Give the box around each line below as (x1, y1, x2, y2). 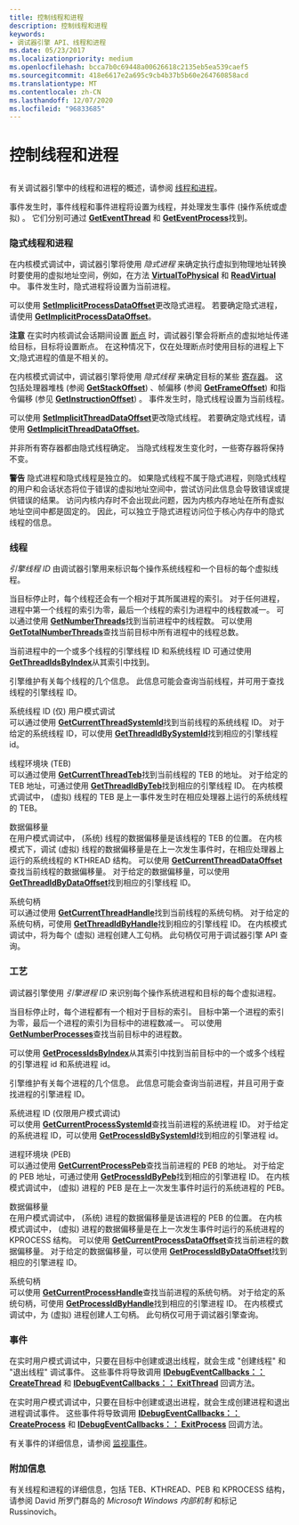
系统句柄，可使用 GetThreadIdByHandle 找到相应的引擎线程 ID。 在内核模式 (9, 918, 287, 929)
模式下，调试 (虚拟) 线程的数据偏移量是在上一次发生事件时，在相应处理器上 (9, 844, 285, 855)
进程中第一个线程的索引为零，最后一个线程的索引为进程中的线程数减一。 (9, 605, 274, 616)
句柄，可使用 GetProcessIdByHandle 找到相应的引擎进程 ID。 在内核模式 (16, 1298, 283, 1309)
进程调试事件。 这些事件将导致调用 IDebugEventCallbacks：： (9, 1408, 240, 1419)
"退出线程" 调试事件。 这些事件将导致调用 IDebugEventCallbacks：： (9, 1366, 265, 1377)
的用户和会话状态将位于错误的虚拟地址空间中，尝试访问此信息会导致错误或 (9, 484, 282, 494)
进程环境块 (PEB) (9, 1148, 71, 1159)
